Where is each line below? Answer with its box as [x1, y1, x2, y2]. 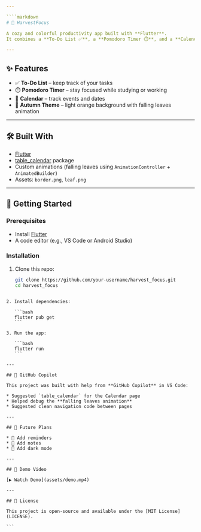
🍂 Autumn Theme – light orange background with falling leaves [14, 101, 172, 108]
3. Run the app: [6, 330, 47, 336]
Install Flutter [14, 230, 47, 237]
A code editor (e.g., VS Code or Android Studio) [14, 237, 133, 244]
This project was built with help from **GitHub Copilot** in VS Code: [6, 382, 188, 388]
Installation [6, 252, 40, 260]
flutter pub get [14, 314, 55, 321]
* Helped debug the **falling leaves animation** [6, 398, 133, 404]
